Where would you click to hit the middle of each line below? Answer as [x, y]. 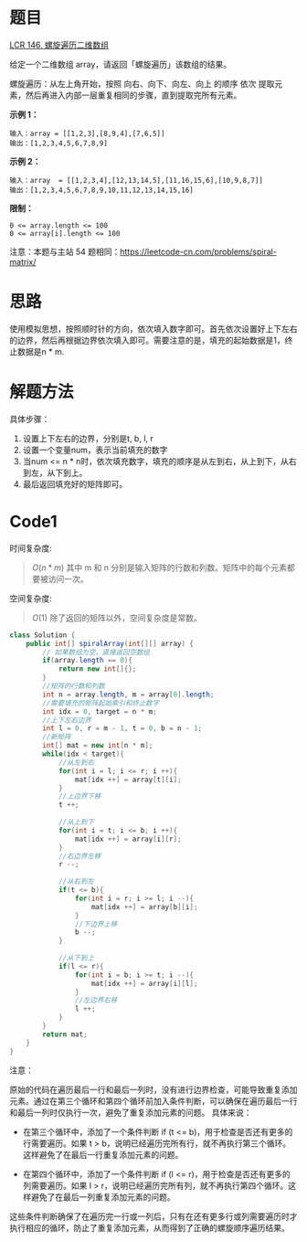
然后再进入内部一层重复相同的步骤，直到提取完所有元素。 [133, 95]
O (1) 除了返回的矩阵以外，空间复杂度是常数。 [117, 618]
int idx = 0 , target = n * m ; [100, 711]
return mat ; [65, 1034]
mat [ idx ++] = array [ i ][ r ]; [128, 839]
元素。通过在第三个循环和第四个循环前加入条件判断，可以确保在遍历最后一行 [153, 1100]
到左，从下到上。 [55, 472]
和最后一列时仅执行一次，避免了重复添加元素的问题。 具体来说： [131, 1112]
